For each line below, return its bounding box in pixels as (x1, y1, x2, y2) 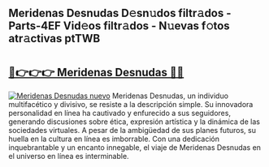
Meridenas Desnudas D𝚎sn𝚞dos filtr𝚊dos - (8, 6, 232, 20)
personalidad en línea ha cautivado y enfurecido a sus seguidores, (8, 109, 232, 118)
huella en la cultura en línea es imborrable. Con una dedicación (8, 134, 219, 143)
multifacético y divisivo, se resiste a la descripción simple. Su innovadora (8, 100, 254, 109)
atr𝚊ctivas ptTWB (8, 32, 101, 45)
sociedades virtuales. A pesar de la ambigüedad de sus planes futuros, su (8, 126, 256, 135)
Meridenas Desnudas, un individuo (112, 91, 229, 101)
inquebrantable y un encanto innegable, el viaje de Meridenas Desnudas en (8, 143, 262, 152)
